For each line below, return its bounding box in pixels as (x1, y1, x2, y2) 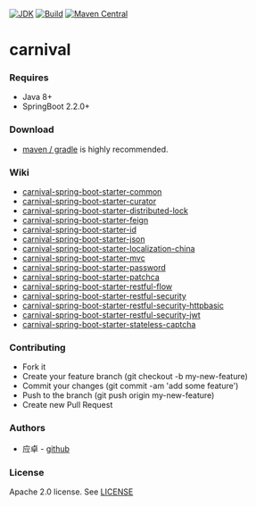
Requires (9, 71, 49, 84)
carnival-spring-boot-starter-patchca (21, 272, 161, 283)
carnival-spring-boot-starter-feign (21, 215, 149, 226)
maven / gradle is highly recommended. (21, 144, 169, 154)
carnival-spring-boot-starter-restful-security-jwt (21, 310, 201, 320)
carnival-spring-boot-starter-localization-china (21, 244, 195, 254)
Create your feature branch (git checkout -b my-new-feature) (21, 371, 248, 382)
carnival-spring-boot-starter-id (21, 224, 136, 236)
